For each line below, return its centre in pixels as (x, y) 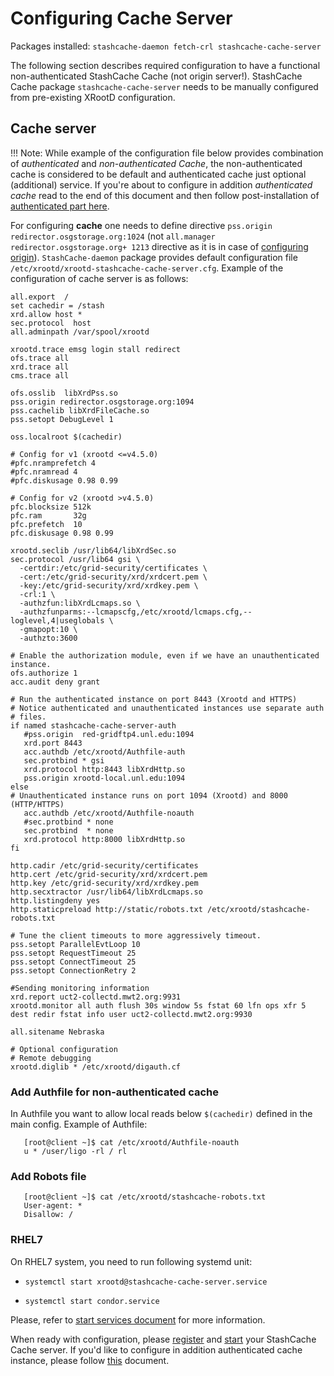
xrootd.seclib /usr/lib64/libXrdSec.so (93, 550)
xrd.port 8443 (53, 743)
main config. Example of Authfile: (79, 1124)
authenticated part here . (60, 206)
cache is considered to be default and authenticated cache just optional (158, 174)
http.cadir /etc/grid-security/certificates (104, 865)
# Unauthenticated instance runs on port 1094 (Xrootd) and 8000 (149, 795)
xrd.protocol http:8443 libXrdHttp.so (104, 769)
